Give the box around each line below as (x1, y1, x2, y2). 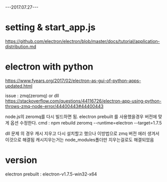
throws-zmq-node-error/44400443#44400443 (5, 103, 104, 109)
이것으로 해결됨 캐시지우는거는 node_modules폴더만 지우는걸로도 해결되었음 (5, 136, 155, 142)
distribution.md (5, 43, 36, 49)
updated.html (5, 82, 33, 89)
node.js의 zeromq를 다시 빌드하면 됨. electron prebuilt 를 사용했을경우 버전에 (5, 113, 157, 119)
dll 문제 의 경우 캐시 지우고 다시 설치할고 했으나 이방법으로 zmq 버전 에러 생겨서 (5, 130, 160, 136)
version (5, 154, 37, 166)
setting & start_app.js (5, 22, 96, 33)
